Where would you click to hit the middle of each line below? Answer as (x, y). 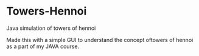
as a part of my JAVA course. (43, 46)
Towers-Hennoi (47, 11)
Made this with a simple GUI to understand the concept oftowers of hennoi (100, 40)
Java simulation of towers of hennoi (51, 28)
